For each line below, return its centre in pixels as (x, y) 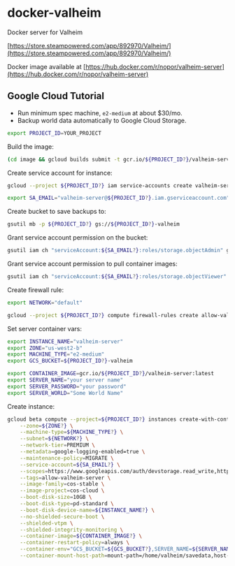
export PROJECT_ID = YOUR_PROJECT (54, 133)
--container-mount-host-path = (64, 556)
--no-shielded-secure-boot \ (62, 516)
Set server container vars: (45, 328)
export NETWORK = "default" (45, 303)
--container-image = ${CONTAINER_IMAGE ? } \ (81, 536)
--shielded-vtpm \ (47, 523)
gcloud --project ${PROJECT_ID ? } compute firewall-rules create (103, 315)
